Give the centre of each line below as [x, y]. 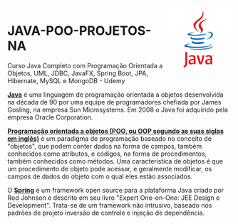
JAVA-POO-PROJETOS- [79, 31]
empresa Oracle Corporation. [50, 117]
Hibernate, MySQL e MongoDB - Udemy [66, 80]
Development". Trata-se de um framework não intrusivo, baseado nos [110, 205]
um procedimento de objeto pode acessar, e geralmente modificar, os [110, 169]
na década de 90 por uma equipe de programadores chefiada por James [114, 102]
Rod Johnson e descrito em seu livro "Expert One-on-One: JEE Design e [114, 198]
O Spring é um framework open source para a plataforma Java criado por [116, 190]
